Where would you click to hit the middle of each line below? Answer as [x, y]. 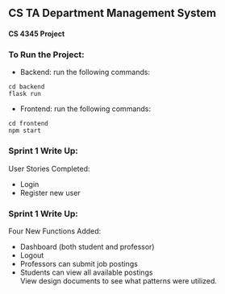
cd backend [27, 87]
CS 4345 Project [37, 33]
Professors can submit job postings [79, 263]
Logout [32, 255]
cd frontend [28, 124]
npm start [25, 131]
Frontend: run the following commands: [85, 109]
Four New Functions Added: [55, 231]
